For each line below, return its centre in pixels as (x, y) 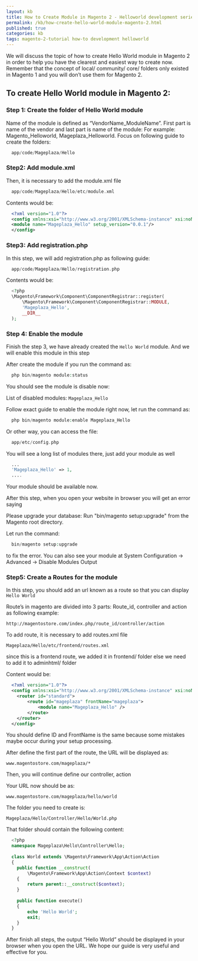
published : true (26, 28)
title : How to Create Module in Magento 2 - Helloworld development (92, 17)
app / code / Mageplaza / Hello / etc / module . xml (63, 191)
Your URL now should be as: (40, 786)
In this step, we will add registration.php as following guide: (78, 258)
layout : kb (19, 12)
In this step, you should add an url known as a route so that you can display (98, 590)
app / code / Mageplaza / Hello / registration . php (65, 269)
